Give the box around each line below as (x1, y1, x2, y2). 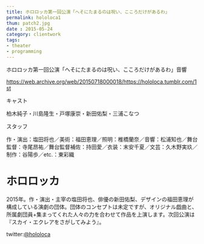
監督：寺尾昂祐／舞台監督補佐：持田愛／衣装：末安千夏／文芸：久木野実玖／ (6, 143, 198, 151)
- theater (6, 43, 32, 49)
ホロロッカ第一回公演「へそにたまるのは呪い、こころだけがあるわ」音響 (6, 66, 187, 73)
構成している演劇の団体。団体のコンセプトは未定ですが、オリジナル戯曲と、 (6, 203, 197, 210)
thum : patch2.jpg (6, 20, 50, 26)
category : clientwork (6, 32, 61, 38)
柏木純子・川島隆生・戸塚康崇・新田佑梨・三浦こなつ (6, 110, 140, 117)
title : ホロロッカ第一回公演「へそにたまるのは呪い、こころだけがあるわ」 (6, 8, 170, 15)
